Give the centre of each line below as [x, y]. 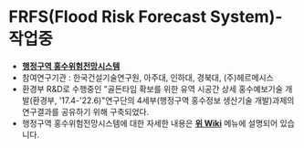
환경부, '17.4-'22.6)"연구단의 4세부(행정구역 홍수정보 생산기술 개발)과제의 [163, 100]
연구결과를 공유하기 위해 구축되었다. [85, 111]
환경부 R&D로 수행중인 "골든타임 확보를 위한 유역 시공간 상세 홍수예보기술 [152, 89]
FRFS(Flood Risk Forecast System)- [146, 17]
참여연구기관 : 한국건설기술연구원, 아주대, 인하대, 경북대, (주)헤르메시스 [148, 77]
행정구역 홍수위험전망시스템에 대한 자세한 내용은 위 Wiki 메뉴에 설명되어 [150, 123]
